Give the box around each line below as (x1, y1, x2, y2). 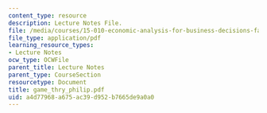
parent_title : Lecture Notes (8, 64, 105, 72)
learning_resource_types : (8, 41, 94, 49)
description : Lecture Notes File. (8, 19, 123, 27)
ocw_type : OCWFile (8, 56, 69, 64)
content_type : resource (8, 11, 87, 20)
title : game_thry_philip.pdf (8, 85, 105, 94)
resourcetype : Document (8, 78, 87, 86)
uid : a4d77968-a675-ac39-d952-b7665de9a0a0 (8, 93, 155, 101)
